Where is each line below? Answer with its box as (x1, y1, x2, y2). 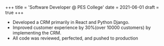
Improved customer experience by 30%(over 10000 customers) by (12, 24, 151, 30)
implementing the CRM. (12, 30, 61, 35)
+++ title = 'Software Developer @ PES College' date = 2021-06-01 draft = (5, 4, 159, 10)
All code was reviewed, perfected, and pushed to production (12, 35, 138, 41)
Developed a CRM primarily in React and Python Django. (12, 19, 130, 25)
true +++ (5, 9, 24, 15)
